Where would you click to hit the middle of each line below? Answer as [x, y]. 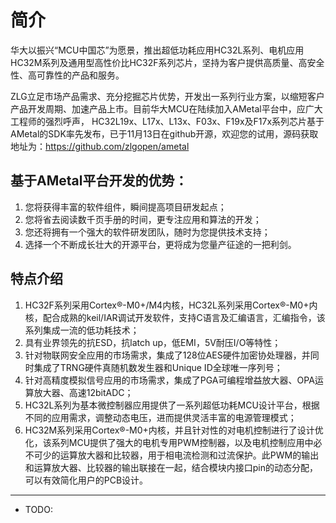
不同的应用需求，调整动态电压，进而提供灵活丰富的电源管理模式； [160, 417]
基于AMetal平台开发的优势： [99, 181]
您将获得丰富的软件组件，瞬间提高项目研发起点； [125, 207]
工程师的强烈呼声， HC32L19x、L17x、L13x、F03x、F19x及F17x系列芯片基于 [167, 121]
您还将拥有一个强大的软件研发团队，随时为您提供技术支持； [147, 232]
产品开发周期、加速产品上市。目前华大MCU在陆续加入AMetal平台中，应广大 [166, 108]
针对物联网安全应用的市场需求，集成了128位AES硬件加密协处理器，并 [167, 355]
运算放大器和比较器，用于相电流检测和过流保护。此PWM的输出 [189, 455]
